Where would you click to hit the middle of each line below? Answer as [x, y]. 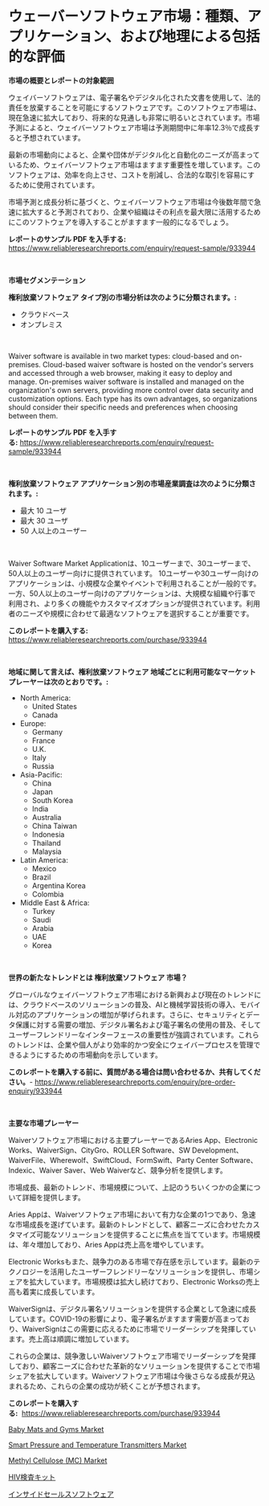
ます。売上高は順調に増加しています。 [71, 1339]
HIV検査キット [32, 1477]
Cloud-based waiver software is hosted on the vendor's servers [149, 364]
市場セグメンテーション [47, 280]
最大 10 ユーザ [43, 510]
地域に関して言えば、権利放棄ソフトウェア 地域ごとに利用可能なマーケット [132, 671]
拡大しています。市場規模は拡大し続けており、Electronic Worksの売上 [145, 1281]
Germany [47, 732]
